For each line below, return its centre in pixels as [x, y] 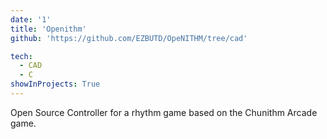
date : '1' [31, 19]
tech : [21, 56]
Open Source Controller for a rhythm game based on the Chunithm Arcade [164, 112]
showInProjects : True [55, 84]
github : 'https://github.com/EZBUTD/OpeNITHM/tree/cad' [129, 38]
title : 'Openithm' [48, 29]
